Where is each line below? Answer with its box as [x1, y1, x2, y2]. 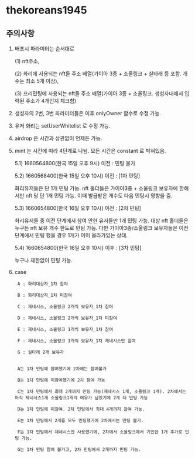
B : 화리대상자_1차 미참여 [17, 292, 72, 298]
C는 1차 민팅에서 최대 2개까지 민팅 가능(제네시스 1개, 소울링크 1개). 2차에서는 [17, 389, 186, 395]
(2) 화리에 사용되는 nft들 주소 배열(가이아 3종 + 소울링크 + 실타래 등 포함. [14, 70, 182, 77]
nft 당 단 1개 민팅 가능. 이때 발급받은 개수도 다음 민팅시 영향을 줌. [25, 192, 173, 199]
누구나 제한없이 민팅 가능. [14, 257, 73, 263]
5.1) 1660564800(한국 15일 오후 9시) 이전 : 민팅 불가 [14, 160, 136, 166]
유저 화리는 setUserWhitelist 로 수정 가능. [14, 122, 111, 129]
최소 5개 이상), [25, 78, 59, 84]
